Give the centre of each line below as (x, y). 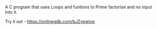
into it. (11, 12)
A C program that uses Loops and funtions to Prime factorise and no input (78, 7)
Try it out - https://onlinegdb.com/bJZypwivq (50, 22)
